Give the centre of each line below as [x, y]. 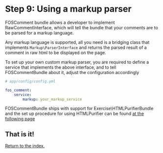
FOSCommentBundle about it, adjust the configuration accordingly [72, 72]
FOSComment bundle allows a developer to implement [60, 22]
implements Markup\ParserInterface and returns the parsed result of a [76, 47]
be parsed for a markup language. [39, 33]
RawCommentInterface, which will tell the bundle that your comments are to [81, 27]
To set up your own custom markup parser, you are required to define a [77, 62]
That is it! [20, 134]
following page [20, 119]
